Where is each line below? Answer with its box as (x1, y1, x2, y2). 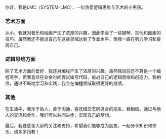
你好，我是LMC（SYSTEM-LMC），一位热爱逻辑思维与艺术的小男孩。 (5, 4, 146, 10)
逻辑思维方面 (5, 56, 36, 63)
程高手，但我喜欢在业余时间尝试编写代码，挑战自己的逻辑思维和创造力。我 (5, 74, 157, 80)
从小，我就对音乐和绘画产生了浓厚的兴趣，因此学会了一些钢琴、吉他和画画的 (5, 30, 161, 36)
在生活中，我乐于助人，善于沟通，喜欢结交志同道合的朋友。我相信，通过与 (5, 105, 157, 112)
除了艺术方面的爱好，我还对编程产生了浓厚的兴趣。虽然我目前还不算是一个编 (5, 68, 161, 74)
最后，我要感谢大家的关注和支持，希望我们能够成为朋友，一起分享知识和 (5, 122, 152, 128)
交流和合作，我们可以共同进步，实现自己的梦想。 (13, 112, 114, 118)
